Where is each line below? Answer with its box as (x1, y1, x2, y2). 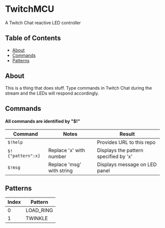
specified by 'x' (97, 153, 133, 160)
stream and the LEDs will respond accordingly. (5, 90, 99, 96)
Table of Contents (5, 34, 61, 42)
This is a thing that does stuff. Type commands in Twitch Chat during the (5, 85, 152, 91)
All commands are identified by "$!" (5, 118, 80, 124)
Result (119, 130, 135, 137)
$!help (7, 139, 23, 145)
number (48, 153, 66, 160)
